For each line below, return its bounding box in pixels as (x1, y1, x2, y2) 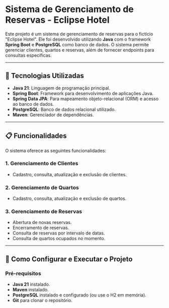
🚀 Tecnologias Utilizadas (5, 71, 84, 80)
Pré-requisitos (5, 270, 41, 277)
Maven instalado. (12, 287, 49, 293)
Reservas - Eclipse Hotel (5, 14, 110, 26)
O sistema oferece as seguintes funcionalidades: (5, 147, 107, 153)
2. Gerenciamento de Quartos (5, 184, 79, 191)
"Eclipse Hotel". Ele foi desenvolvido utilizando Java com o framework (5, 36, 151, 42)
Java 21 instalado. (12, 281, 50, 287)
